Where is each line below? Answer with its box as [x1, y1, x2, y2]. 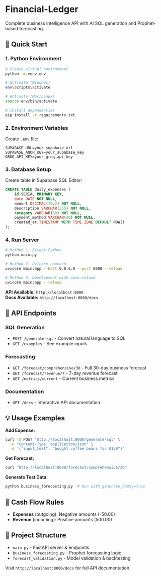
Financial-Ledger [5, 4, 79, 15]
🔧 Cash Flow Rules [5, 498, 64, 506]
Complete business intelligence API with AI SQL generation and [5, 20, 137, 26]
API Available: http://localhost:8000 [5, 289, 84, 295]
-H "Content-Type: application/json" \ [10, 441, 94, 447]
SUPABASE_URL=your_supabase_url [5, 145, 73, 150]
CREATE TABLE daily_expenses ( [5, 187, 71, 192]
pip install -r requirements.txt [5, 112, 75, 118]
